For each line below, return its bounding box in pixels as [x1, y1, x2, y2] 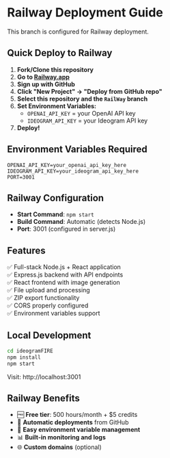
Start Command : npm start [16, 210, 94, 218]
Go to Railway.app [16, 73, 70, 81]
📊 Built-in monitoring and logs [16, 433, 106, 442]
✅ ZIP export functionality [7, 294, 80, 302]
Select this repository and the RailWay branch [16, 94, 148, 103]
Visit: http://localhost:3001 [7, 372, 81, 381]
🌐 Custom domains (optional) [16, 443, 102, 451]
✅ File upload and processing [7, 286, 90, 294]
